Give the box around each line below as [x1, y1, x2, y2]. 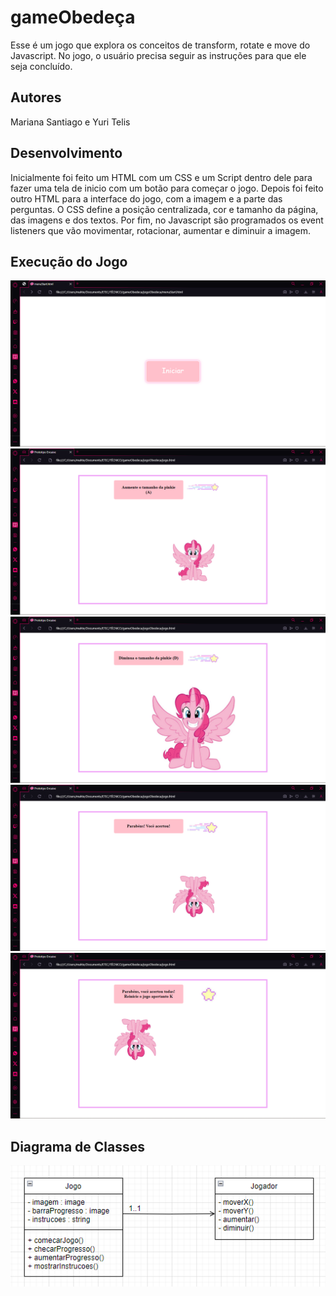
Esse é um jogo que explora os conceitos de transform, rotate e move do [10, 39, 311, 51]
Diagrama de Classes [10, 1138, 146, 1155]
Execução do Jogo [10, 253, 128, 270]
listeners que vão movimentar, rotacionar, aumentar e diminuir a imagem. [10, 224, 311, 236]
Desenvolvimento [10, 145, 123, 162]
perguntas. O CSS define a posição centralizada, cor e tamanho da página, [10, 203, 319, 215]
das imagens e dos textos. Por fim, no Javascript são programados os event [10, 214, 324, 226]
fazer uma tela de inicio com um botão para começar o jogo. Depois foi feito [10, 182, 324, 194]
